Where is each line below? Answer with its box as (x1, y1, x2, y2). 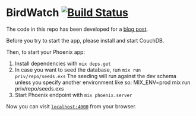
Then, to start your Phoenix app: (6, 48, 85, 56)
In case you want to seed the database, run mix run (14, 66, 141, 73)
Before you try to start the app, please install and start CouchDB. (6, 37, 165, 44)
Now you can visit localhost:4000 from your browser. (6, 102, 137, 109)
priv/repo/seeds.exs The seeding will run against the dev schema (14, 72, 177, 79)
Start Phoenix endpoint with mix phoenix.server (14, 91, 132, 98)
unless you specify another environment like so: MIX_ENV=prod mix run (14, 79, 191, 86)
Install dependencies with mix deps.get (14, 60, 111, 67)
